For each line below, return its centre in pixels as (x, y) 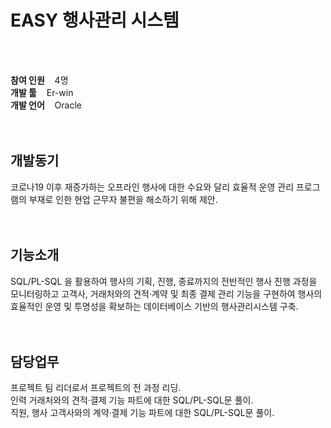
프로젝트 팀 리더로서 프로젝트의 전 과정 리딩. (96, 388)
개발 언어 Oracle (46, 105)
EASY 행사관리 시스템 (95, 20)
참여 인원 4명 (39, 80)
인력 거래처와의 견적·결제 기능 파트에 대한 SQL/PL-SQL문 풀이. (132, 400)
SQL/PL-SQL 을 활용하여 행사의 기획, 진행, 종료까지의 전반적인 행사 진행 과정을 (164, 281)
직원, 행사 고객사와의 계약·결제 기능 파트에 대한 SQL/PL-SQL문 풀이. (142, 413)
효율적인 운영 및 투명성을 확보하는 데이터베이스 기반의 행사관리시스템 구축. (154, 306)
